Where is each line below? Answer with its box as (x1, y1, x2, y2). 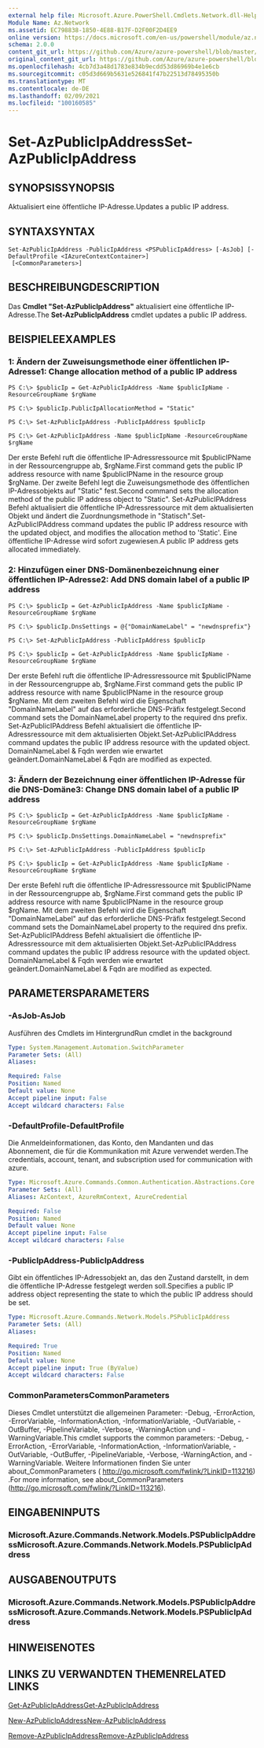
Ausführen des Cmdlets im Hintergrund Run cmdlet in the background (8, 1028, 233, 1038)
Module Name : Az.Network (8, 19, 90, 27)
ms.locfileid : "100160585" (8, 99, 97, 107)
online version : (8, 33, 61, 42)
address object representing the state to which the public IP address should (8, 1289, 253, 1299)
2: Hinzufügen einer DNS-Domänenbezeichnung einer (8, 564, 219, 575)
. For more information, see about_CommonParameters (8, 1474, 184, 1484)
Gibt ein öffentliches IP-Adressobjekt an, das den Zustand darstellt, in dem (8, 1273, 249, 1282)
